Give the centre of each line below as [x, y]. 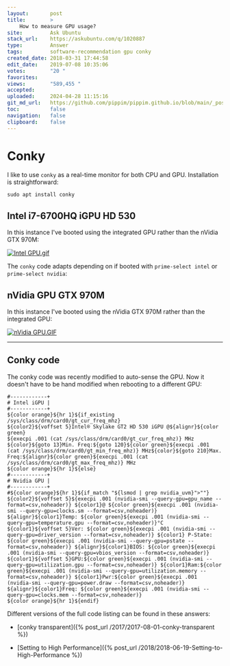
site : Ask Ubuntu [44, 33]
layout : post [35, 13]
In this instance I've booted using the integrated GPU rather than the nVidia [113, 232]
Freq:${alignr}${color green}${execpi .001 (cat [78, 457]
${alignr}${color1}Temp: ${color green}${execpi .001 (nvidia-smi [104, 517]
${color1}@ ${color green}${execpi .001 [133, 505]
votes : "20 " [37, 71]
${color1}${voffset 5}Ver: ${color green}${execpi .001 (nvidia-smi [107, 529]
